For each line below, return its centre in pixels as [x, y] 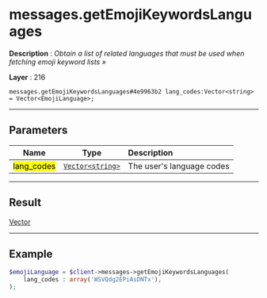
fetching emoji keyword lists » [57, 62]
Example [31, 254]
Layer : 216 [27, 77]
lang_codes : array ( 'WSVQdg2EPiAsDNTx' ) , [92, 280]
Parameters [38, 130]
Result [25, 202]
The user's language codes [179, 166]
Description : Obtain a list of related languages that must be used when [127, 53]
